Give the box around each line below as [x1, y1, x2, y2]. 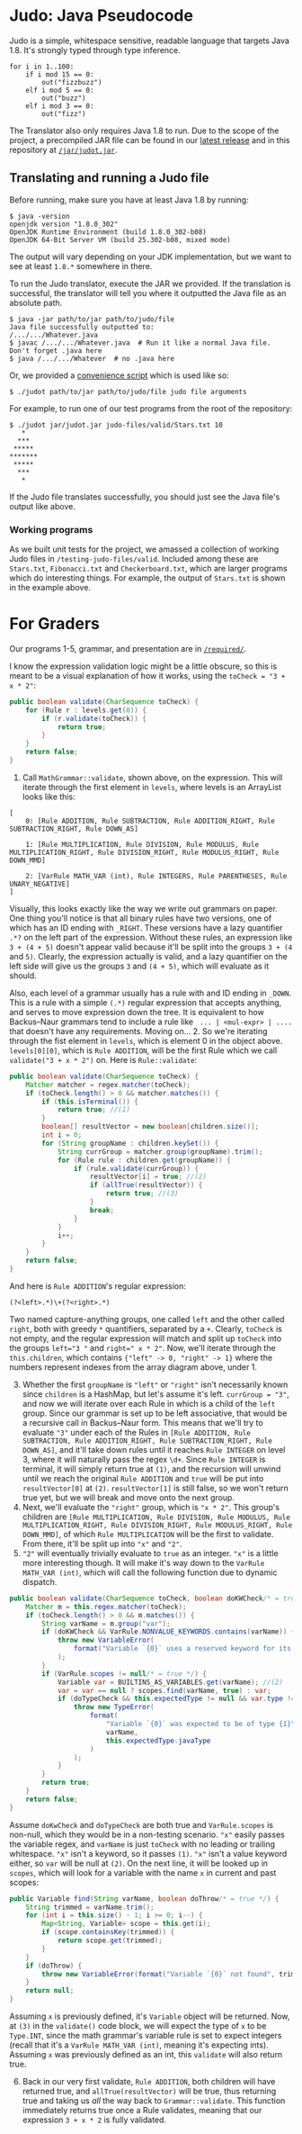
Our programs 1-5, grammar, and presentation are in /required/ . [9, 643, 247, 653]
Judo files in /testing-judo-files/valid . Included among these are [9, 554, 259, 564]
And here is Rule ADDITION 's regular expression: [9, 1280, 187, 1292]
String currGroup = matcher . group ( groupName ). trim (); [57, 1147, 263, 1157]
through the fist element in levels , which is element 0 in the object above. [9, 1035, 283, 1046]
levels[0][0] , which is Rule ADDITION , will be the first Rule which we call [9, 1045, 278, 1056]
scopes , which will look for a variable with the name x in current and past [9, 1867, 277, 1877]
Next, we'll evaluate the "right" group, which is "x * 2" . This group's [22, 1501, 280, 1512]
